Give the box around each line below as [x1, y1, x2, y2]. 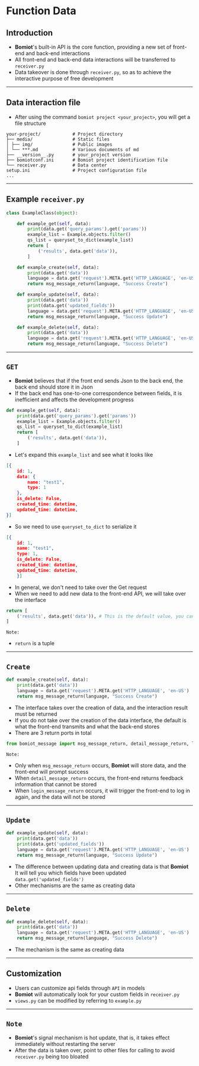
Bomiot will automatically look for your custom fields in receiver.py [14, 991, 179, 998]
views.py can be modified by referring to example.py [14, 997, 142, 1004]
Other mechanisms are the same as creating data [14, 882, 135, 889]
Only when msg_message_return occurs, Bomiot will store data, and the [14, 761, 187, 769]
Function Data [6, 4, 77, 18]
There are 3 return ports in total [14, 729, 92, 736]
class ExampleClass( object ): [6, 210, 78, 216]
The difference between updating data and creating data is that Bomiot [14, 863, 189, 870]
